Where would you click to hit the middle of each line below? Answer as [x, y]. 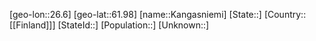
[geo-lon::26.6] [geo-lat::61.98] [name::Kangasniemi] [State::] [135, 14]
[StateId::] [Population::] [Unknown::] [133, 25]
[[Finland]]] [32, 25]
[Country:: [285, 14]
